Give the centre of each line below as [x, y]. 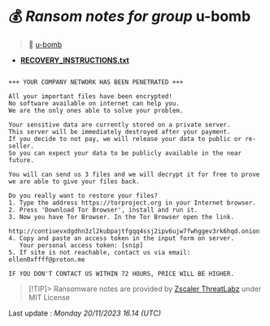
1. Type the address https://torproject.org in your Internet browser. [132, 203]
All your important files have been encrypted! [91, 96]
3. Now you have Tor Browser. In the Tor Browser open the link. [121, 217]
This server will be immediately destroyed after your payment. [120, 131]
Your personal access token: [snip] [81, 245]
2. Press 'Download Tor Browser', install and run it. [103, 210]
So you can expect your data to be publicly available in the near [125, 153]
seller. [22, 146]
